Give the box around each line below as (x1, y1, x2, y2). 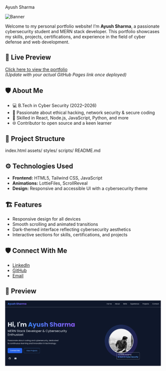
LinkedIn (12, 262, 30, 268)
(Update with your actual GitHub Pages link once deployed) (5, 72, 127, 77)
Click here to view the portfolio (5, 66, 68, 72)
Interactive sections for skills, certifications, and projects (12, 232, 127, 238)
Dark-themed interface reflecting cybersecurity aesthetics (12, 226, 131, 232)
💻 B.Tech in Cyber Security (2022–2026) (12, 102, 97, 108)
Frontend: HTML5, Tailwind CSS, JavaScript (12, 175, 103, 181)
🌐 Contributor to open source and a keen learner (12, 120, 112, 126)
